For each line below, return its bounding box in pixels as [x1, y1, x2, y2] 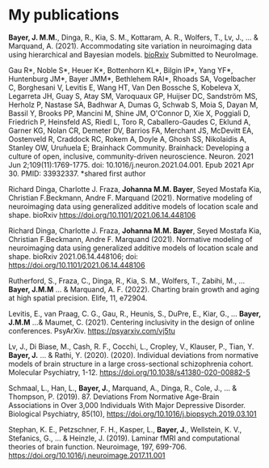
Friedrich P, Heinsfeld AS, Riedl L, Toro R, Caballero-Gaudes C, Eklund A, [8, 117, 251, 126]
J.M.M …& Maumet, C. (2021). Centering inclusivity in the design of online [8, 317, 255, 327]
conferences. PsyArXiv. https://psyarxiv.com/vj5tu [8, 325, 176, 335]
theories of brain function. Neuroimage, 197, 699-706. [8, 441, 187, 451]
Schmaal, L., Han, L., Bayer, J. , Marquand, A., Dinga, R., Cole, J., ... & [8, 383, 237, 393]
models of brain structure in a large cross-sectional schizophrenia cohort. [8, 359, 254, 368]
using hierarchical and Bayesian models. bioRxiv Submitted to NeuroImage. [8, 49, 258, 59]
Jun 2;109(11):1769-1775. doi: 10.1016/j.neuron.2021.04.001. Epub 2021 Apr [8, 160, 254, 169]
